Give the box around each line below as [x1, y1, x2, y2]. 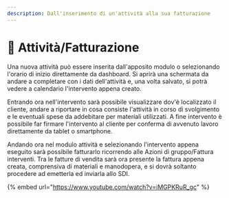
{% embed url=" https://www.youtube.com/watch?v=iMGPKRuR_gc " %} [7, 183, 210, 191]
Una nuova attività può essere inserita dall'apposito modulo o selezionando [7, 63, 220, 71]
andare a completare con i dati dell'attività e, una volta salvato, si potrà [7, 77, 208, 85]
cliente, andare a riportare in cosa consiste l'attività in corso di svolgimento [7, 104, 220, 113]
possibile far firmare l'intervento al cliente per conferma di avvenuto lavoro [7, 120, 219, 128]
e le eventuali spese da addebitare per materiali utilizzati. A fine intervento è [7, 112, 222, 120]
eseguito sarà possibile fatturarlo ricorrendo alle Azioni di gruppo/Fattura [7, 147, 214, 155]
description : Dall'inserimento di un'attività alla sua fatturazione [7, 10, 211, 17]
